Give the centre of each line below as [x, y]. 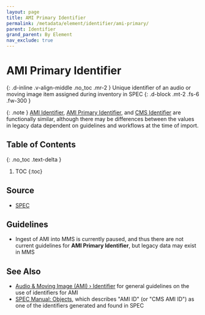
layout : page [23, 12]
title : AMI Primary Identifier [46, 18]
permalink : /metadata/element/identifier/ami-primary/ [78, 23]
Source [20, 191]
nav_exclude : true [30, 40]
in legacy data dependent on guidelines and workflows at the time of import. [102, 125]
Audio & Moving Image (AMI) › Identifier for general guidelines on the [102, 286]
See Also [24, 271]
